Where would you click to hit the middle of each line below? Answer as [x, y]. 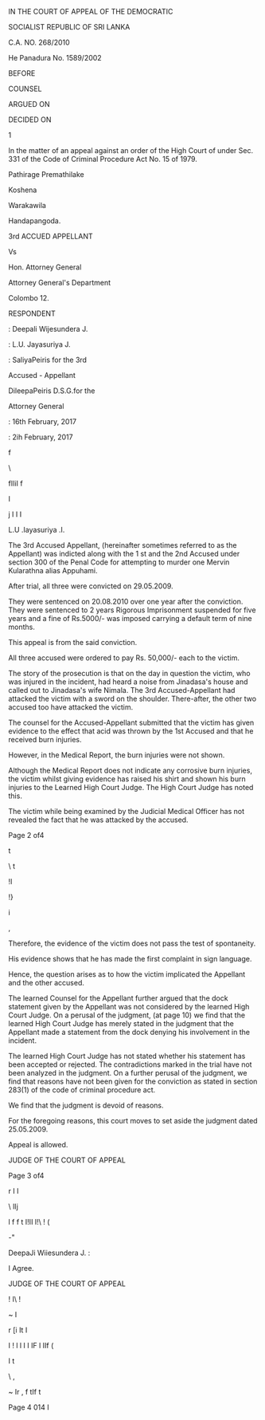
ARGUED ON [29, 104]
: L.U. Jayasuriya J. [39, 344]
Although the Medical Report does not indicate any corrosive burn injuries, [131, 770]
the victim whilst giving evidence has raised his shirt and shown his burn [127, 779]
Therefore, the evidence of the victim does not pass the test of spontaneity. [132, 943]
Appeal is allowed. [38, 1145]
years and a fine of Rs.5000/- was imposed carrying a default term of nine [130, 618]
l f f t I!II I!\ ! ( [29, 1222]
